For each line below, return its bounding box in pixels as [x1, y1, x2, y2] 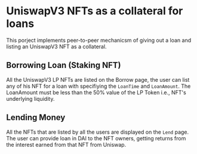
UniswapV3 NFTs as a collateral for [6, 4, 183, 18]
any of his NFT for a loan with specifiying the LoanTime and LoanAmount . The [6, 82, 191, 90]
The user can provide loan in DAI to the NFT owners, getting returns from [6, 134, 186, 141]
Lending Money [6, 112, 66, 123]
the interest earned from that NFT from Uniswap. [6, 141, 127, 148]
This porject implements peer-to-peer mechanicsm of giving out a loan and [6, 36, 192, 44]
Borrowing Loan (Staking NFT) [6, 60, 121, 70]
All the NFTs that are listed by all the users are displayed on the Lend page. [6, 128, 189, 135]
